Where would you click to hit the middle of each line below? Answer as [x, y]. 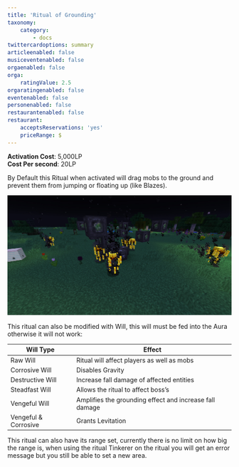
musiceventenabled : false [46, 61]
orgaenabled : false [36, 68]
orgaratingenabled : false [46, 90]
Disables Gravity [100, 369]
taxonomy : [22, 22]
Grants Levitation [101, 421]
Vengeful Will [30, 404]
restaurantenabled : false [46, 113]
